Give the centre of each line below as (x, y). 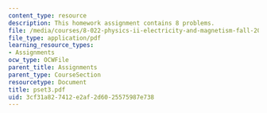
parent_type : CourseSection (55, 75)
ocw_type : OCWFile (39, 60)
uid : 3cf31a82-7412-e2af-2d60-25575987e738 (81, 97)
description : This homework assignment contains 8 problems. (112, 23)
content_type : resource (48, 16)
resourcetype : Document (48, 82)
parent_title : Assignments (53, 68)
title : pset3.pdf (37, 90)
